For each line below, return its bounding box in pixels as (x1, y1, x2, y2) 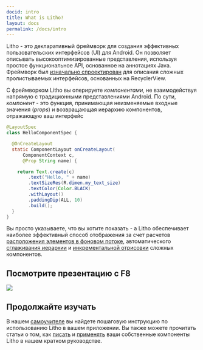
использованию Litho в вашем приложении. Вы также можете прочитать (6, 324, 196, 331)
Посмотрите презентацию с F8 (6, 268, 131, 278)
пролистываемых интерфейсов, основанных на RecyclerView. (6, 75, 167, 82)
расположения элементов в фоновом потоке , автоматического (6, 238, 171, 245)
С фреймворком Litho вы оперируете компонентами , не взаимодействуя (6, 86, 197, 94)
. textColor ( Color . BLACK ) (28, 186, 91, 192)
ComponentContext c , (22, 152, 75, 158)
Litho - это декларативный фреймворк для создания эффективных (6, 43, 179, 50)
